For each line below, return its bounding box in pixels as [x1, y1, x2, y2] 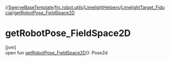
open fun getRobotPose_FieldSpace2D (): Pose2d [5, 49, 108, 55]
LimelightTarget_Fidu [121, 5, 165, 10]
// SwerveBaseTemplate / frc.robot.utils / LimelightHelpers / [5, 5, 121, 10]
